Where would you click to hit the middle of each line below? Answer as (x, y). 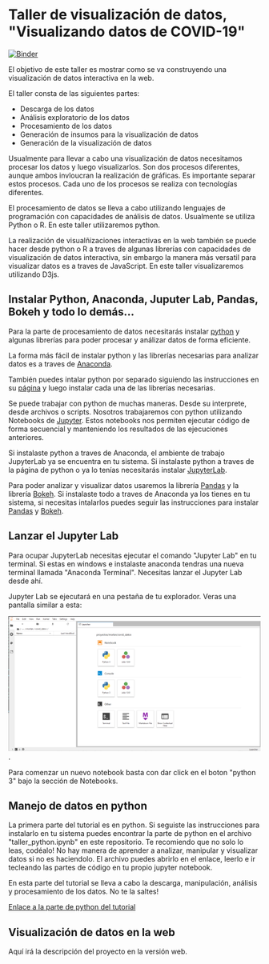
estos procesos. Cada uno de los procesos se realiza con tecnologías (123, 184)
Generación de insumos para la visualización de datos (109, 134)
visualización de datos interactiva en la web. (81, 78)
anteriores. (26, 437)
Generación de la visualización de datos (86, 142)
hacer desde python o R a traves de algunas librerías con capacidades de (130, 249)
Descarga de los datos (57, 109)
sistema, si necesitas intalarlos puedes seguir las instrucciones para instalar (133, 502)
